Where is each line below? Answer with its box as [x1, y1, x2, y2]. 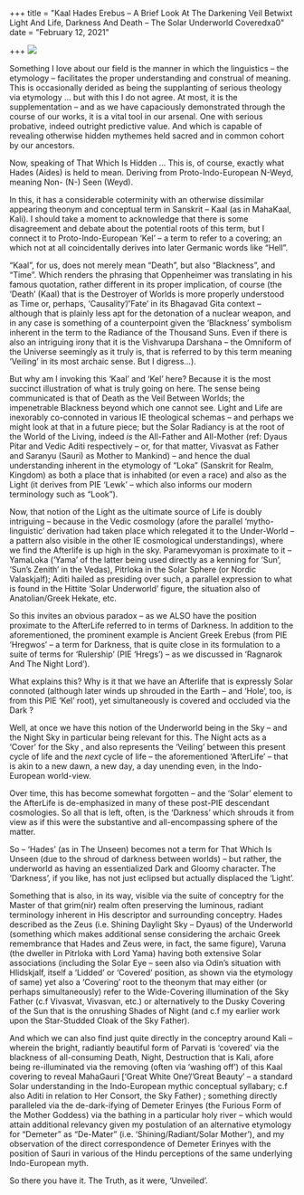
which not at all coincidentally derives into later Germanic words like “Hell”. [9, 242, 289, 252]
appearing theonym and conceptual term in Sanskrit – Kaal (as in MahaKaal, [9, 204, 292, 214]
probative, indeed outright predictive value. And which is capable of [9, 121, 262, 131]
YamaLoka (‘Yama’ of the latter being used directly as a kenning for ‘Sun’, [9, 555, 282, 564]
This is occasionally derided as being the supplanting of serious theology [9, 82, 282, 93]
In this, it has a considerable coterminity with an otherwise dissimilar [9, 194, 264, 204]
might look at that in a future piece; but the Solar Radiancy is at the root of [9, 422, 285, 432]
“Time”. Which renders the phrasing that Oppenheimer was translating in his [9, 270, 293, 280]
